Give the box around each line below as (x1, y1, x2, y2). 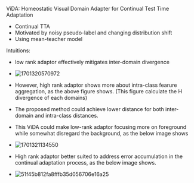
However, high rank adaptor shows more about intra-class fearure (14, 81, 177, 89)
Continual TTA (14, 23, 50, 30)
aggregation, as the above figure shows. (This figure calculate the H (14, 88, 183, 94)
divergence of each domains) (14, 94, 88, 101)
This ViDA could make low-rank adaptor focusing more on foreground (14, 124, 187, 130)
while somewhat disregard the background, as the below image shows (14, 130, 189, 137)
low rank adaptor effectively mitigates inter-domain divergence (14, 59, 170, 65)
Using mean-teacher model (14, 36, 82, 42)
